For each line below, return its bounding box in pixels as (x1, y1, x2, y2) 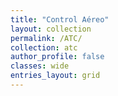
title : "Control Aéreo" (10, 14, 110, 25)
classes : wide (10, 61, 70, 71)
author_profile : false (10, 52, 105, 62)
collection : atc (10, 42, 78, 53)
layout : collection (10, 24, 92, 34)
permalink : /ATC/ (10, 33, 83, 43)
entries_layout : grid (10, 71, 101, 81)
